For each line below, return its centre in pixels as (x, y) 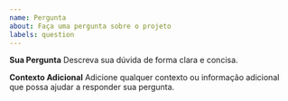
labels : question (42, 34)
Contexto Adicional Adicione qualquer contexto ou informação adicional (144, 78)
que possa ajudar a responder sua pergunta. (92, 87)
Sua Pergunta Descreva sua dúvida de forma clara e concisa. (124, 60)
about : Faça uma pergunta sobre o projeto (90, 26)
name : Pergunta (38, 18)
